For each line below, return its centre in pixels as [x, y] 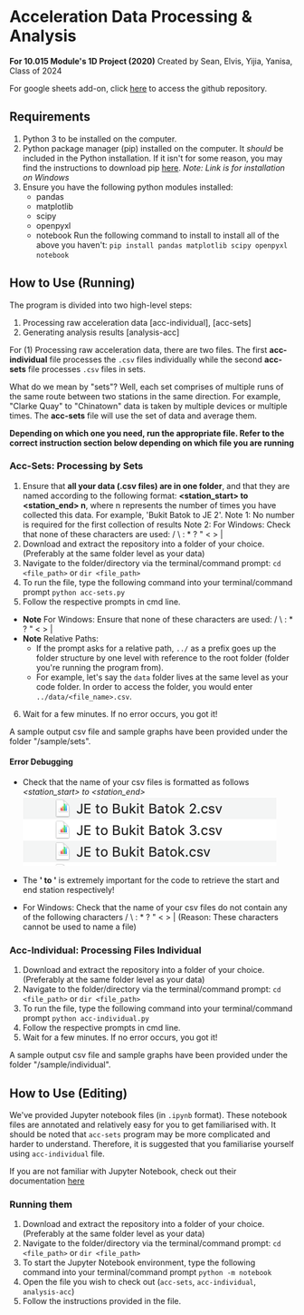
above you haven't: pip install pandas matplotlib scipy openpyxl [161, 245]
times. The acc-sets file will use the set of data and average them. [133, 416]
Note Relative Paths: [61, 638]
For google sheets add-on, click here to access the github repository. [138, 88]
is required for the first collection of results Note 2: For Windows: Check [157, 525]
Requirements [50, 117]
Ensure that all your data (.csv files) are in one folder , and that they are [156, 486]
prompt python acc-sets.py [74, 592]
